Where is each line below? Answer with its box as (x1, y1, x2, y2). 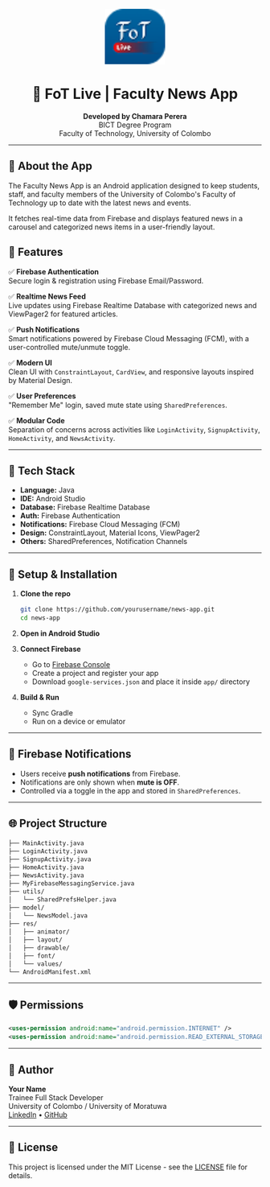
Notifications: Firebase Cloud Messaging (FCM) (19, 520, 181, 530)
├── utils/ (8, 887, 45, 896)
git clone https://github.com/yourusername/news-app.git (19, 605, 215, 614)
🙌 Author (8, 1063, 54, 1077)
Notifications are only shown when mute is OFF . (19, 777, 180, 787)
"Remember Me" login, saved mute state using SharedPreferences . (8, 400, 227, 410)
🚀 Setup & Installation (8, 567, 118, 581)
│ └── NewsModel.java (8, 911, 88, 920)
